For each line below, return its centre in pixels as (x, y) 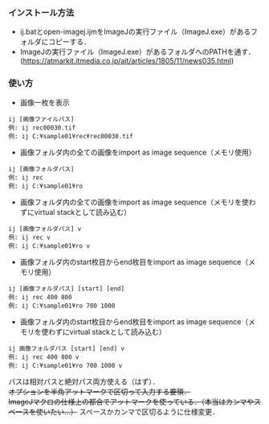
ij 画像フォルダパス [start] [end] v (67, 348)
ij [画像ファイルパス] (41, 119)
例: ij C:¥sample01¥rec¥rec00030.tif (71, 136)
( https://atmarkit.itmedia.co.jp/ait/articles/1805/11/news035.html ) (127, 61)
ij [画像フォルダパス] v (45, 228)
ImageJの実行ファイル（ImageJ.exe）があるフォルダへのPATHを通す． (137, 52)
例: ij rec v (29, 237)
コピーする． (69, 42)
